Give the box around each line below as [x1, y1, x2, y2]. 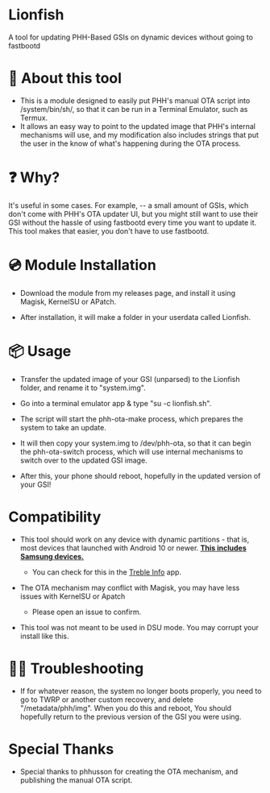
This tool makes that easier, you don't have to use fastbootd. [8, 226, 210, 235]
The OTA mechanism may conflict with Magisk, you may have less [19, 583, 240, 592]
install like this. [19, 631, 69, 641]
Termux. [19, 113, 48, 122]
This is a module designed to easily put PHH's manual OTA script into [19, 95, 251, 106]
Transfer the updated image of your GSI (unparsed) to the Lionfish [19, 374, 240, 384]
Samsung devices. [19, 551, 85, 561]
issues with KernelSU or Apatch [19, 591, 126, 601]
